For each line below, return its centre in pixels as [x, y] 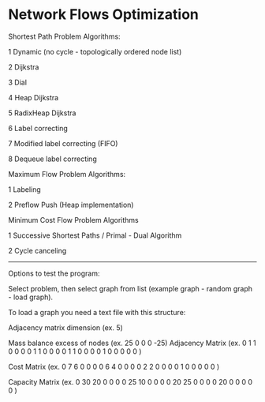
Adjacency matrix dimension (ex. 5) [66, 327]
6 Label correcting [38, 128]
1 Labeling [24, 189]
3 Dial [18, 82]
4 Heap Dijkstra [34, 97]
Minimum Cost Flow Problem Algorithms [74, 220]
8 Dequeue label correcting [52, 159]
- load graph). [31, 297]
